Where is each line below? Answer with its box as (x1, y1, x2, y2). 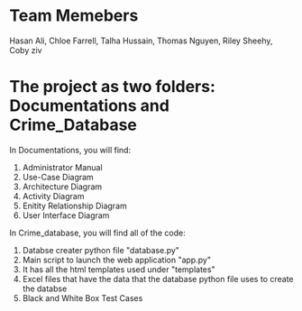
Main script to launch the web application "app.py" (22, 254, 212, 265)
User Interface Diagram (22, 209, 110, 221)
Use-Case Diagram (22, 171, 95, 182)
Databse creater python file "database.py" (22, 244, 180, 255)
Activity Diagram (22, 190, 85, 201)
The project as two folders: (9, 77, 216, 97)
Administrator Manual (22, 161, 103, 172)
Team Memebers (9, 5, 139, 26)
